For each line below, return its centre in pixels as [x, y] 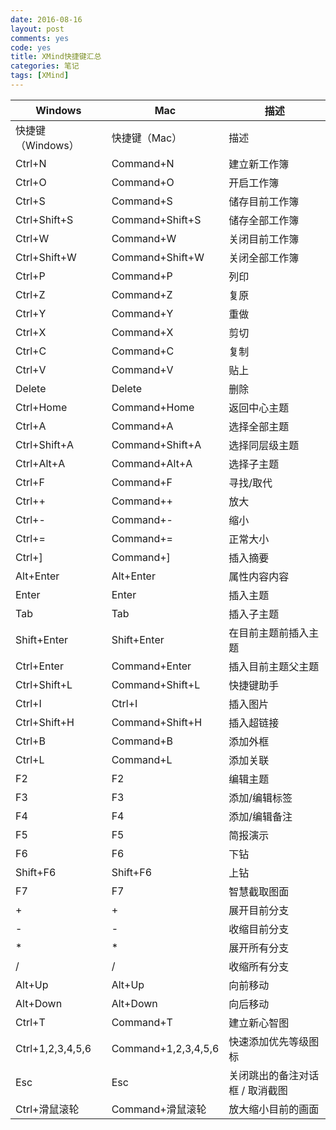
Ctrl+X [31, 332]
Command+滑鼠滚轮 [159, 1109]
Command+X [142, 332]
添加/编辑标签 [260, 798]
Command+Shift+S [156, 219]
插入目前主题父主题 [274, 666]
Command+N [143, 163]
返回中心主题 [259, 408]
